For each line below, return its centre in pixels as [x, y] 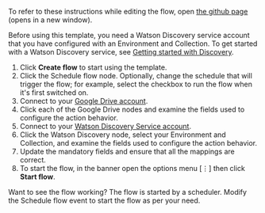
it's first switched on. [54, 93]
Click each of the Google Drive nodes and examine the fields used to [132, 109]
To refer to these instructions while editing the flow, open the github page [128, 11]
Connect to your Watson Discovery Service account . [106, 126]
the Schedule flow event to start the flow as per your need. [104, 200]
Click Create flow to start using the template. [93, 67]
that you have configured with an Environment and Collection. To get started [133, 44]
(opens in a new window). [50, 20]
